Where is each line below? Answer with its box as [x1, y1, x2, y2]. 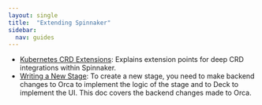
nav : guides [15, 33, 55, 42]
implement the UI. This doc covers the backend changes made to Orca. [19, 88, 252, 98]
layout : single [8, 11, 58, 20]
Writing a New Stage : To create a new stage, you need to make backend [19, 71, 255, 81]
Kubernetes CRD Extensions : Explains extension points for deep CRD [19, 55, 245, 64]
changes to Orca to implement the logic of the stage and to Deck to [19, 80, 239, 89]
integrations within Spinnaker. [19, 63, 117, 73]
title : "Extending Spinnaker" [8, 19, 111, 27]
